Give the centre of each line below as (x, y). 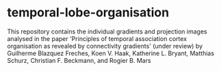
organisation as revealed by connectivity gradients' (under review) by (105, 46)
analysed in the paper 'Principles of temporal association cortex (97, 38)
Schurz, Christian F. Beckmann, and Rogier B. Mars (79, 60)
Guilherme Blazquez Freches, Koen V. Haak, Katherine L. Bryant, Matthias (110, 53)
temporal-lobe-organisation (88, 13)
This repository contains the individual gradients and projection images (107, 31)
